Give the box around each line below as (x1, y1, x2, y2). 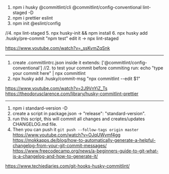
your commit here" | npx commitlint (12, 70, 86, 76)
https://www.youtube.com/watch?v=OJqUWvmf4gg (12, 132, 121, 138)
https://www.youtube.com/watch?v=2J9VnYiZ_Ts (5, 85, 108, 91)
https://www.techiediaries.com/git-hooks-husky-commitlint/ (5, 163, 130, 169)
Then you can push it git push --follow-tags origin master (12, 127, 139, 132)
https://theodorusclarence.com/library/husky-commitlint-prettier (5, 91, 139, 97)
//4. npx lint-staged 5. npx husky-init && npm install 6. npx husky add (5, 30, 148, 36)
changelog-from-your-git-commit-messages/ (12, 143, 107, 148)
